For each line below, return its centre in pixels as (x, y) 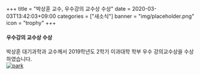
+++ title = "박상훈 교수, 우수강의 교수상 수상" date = (69, 9)
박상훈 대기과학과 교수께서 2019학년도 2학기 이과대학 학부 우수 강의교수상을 (95, 52)
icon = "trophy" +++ (31, 23)
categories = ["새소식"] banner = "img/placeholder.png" (126, 16)
